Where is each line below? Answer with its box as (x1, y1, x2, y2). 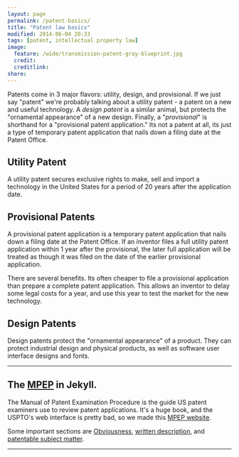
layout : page (7, 10, 46, 18)
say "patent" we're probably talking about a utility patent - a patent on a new (7, 97, 232, 106)
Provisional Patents (7, 211, 95, 223)
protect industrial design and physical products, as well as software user (7, 343, 221, 352)
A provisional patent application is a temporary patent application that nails (7, 230, 227, 238)
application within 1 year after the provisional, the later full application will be (7, 245, 231, 253)
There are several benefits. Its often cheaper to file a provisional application (7, 274, 229, 283)
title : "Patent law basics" (7, 24, 91, 31)
